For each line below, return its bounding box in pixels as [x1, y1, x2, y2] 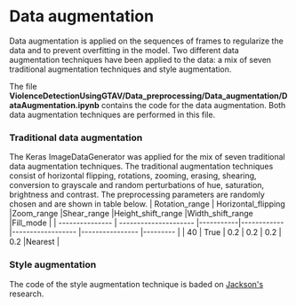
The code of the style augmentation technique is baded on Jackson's [9, 279, 264, 289]
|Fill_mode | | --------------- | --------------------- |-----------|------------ [9, 217, 284, 228]
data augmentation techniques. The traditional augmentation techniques [9, 161, 274, 172]
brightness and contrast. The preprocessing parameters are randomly [9, 189, 265, 200]
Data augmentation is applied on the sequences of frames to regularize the [9, 35, 284, 46]
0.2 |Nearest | [9, 237, 60, 247]
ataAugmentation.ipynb [9, 99, 100, 110]
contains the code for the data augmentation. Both [100, 99, 286, 110]
